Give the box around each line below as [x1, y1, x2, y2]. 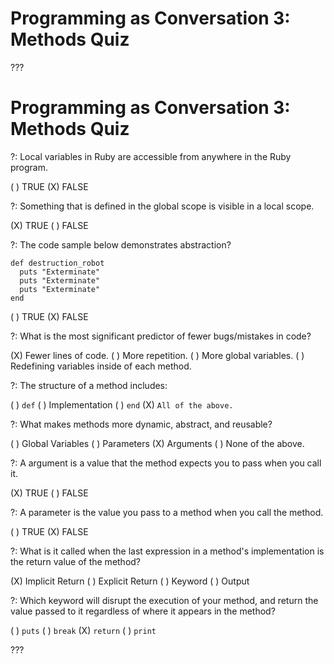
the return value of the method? [10, 555, 142, 567]
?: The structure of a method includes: [10, 379, 168, 391]
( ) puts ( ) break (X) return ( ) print [10, 624, 157, 636]
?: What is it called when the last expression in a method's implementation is [10, 545, 325, 557]
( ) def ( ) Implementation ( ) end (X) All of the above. [10, 398, 234, 411]
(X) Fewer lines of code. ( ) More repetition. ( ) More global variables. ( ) [10, 349, 305, 361]
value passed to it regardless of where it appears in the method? [10, 605, 276, 617]
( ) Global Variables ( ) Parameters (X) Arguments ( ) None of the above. [10, 437, 305, 449]
